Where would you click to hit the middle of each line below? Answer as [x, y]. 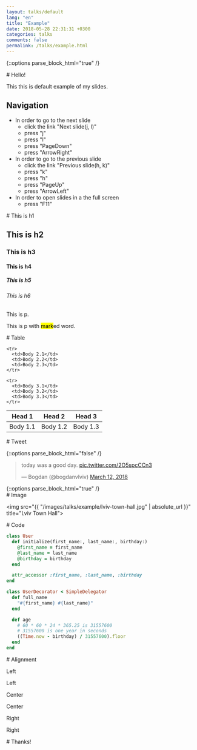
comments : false [27, 40]
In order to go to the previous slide [58, 159]
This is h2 [25, 235]
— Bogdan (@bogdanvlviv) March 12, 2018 [75, 477]
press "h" [36, 178]
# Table [16, 338]
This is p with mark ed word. [41, 326]
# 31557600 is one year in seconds [62, 631]
